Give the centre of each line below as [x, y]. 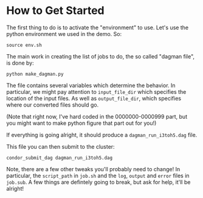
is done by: [20, 63]
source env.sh [24, 45]
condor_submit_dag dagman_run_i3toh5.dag [60, 158]
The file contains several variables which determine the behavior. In [91, 85]
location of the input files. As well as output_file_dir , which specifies [94, 98]
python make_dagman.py [35, 74]
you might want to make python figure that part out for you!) [81, 123]
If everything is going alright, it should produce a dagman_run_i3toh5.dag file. [102, 135]
